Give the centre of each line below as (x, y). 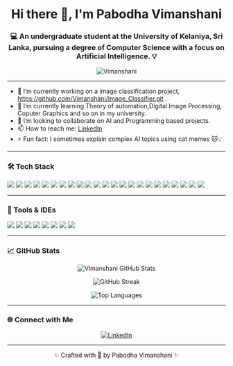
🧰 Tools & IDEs (32, 210)
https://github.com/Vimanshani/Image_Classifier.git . (92, 99)
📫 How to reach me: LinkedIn (60, 128)
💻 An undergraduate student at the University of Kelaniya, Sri (116, 36)
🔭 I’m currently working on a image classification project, (98, 91)
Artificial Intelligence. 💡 (116, 56)
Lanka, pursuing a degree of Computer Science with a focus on (116, 48)
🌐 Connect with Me (41, 320)
